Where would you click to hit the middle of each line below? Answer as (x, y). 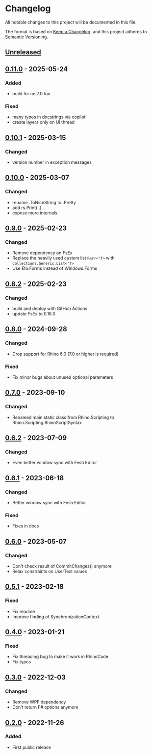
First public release (32, 747)
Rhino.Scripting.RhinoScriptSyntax (47, 422)
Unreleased (23, 52)
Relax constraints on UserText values (50, 572)
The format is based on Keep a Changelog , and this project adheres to (76, 31)
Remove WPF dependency (39, 702)
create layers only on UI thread (43, 122)
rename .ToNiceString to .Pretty (44, 202)
